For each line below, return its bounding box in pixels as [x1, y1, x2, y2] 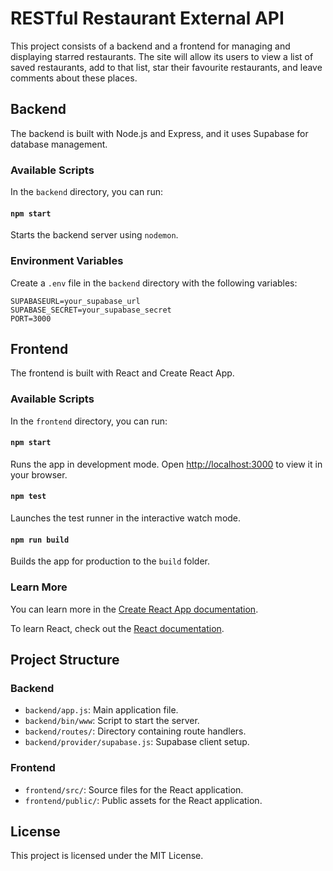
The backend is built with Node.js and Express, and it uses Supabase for [10, 127, 309, 139]
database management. [10, 138, 108, 150]
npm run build [10, 535, 70, 545]
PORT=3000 [10, 313, 52, 324]
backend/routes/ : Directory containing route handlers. [24, 725, 247, 737]
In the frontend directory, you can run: [10, 415, 168, 427]
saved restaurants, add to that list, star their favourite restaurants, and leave [10, 61, 323, 73]
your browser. [10, 468, 68, 481]
